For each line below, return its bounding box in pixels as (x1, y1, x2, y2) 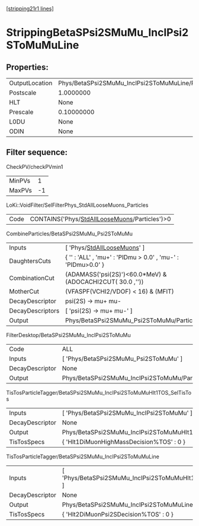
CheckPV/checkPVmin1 (6, 163, 63, 170)
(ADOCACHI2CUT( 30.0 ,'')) (65, 278, 144, 286)
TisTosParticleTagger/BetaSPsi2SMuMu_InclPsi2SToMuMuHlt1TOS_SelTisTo (6, 389, 191, 396)
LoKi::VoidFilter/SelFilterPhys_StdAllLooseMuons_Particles (6, 201, 149, 209)
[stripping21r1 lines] (6, 5, 54, 12)
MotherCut (9, 287, 40, 295)
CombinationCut (9, 273, 54, 282)
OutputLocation (9, 79, 53, 87)
